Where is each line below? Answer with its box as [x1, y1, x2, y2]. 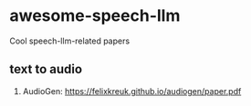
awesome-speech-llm [9, 5, 181, 26]
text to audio [9, 62, 83, 77]
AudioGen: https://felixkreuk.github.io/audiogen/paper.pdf [22, 85, 242, 96]
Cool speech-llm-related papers [9, 35, 131, 46]
